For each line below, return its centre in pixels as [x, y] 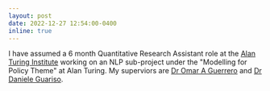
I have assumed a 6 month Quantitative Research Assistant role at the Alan [132, 54]
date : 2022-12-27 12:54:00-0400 [62, 23]
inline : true [30, 31]
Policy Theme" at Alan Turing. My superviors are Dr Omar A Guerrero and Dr [135, 71]
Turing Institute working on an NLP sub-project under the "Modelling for [128, 62]
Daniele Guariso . [36, 79]
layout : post [30, 16]
